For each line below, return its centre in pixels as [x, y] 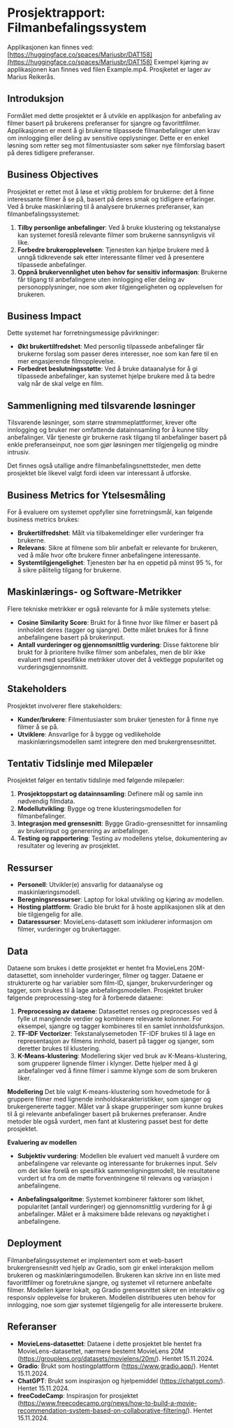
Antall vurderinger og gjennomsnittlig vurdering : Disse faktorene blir [118, 644]
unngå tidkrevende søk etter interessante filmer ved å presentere [111, 257]
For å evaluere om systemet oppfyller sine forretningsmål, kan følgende [110, 512]
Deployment [35, 1243]
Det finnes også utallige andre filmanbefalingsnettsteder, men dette [104, 466]
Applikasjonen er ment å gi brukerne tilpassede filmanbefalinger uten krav [114, 130]
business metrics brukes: [43, 519]
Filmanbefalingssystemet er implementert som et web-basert [95, 1260]
